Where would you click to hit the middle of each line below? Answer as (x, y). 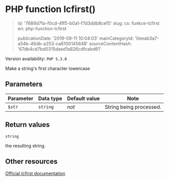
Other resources (31, 161)
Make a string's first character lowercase (48, 68)
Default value (83, 98)
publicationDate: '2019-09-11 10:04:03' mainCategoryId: (76, 38)
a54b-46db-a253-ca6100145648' (53, 43)
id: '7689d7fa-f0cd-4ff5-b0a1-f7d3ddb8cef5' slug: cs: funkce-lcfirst (89, 23)
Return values (28, 125)
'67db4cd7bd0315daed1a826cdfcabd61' (59, 49)
